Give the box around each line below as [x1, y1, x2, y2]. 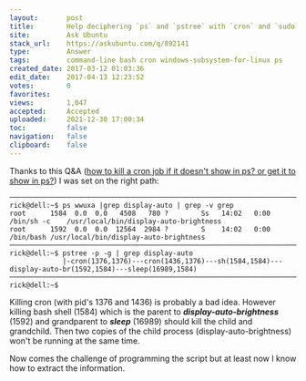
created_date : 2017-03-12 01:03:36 [9, 65, 145, 74]
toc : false [9, 124, 88, 133]
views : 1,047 [9, 98, 88, 108]
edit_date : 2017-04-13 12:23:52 [9, 73, 145, 82]
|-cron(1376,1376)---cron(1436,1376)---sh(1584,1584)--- [62, 256, 283, 265]
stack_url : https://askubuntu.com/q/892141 [9, 38, 189, 48]
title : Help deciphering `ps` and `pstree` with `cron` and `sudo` [9, 22, 300, 31]
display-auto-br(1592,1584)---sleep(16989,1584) [9, 264, 198, 273]
